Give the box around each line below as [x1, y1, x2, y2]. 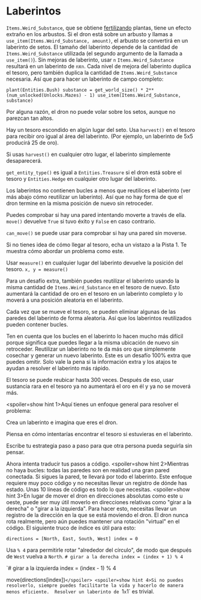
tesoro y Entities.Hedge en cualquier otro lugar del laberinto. [6, 175, 157, 182]
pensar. [6, 448, 25, 455]
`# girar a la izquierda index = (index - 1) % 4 [6, 564, 116, 572]
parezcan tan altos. [6, 114, 54, 122]
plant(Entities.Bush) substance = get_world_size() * [6, 87, 144, 93]
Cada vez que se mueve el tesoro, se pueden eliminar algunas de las [6, 308, 176, 315]
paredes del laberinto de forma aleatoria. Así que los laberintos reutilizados [6, 314, 192, 322]
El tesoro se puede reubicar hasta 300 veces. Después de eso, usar [6, 376, 174, 383]
